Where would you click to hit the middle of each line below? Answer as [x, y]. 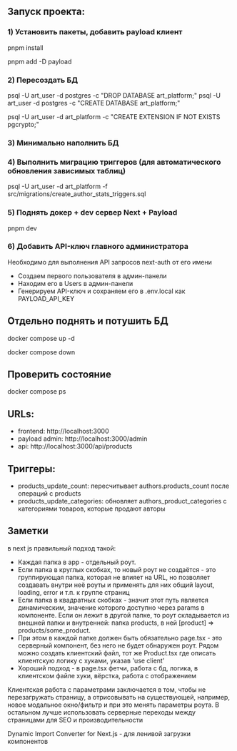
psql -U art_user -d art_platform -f [58, 187]
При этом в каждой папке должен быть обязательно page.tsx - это [120, 638]
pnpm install [25, 47]
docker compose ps [37, 392]
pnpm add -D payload [40, 61]
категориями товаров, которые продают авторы [91, 509]
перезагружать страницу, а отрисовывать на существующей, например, [119, 697]
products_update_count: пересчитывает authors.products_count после [123, 486]
